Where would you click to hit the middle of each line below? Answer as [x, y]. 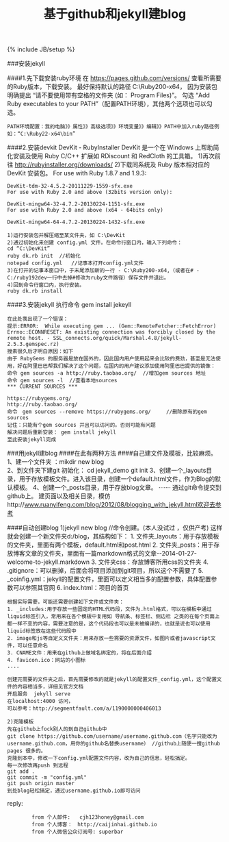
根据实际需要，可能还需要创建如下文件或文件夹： [66, 602]
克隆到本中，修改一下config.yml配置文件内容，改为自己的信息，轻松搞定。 [99, 758]
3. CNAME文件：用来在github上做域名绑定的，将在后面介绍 [80, 653]
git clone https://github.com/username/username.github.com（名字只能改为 [112, 736]
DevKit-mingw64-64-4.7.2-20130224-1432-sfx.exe [76, 222]
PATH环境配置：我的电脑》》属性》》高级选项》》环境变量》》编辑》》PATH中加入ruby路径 [111, 127]
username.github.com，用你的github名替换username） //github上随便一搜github [114, 744]
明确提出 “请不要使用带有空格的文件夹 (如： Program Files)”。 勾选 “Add [109, 95]
